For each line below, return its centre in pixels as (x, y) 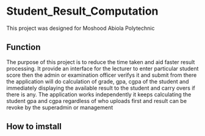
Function (23, 47)
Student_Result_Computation (82, 11)
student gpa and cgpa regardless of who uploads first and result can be (97, 101)
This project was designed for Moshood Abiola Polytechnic (81, 28)
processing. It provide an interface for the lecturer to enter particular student (103, 68)
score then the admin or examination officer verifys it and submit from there (102, 75)
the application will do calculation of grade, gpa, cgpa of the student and (98, 81)
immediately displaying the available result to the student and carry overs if (101, 88)
